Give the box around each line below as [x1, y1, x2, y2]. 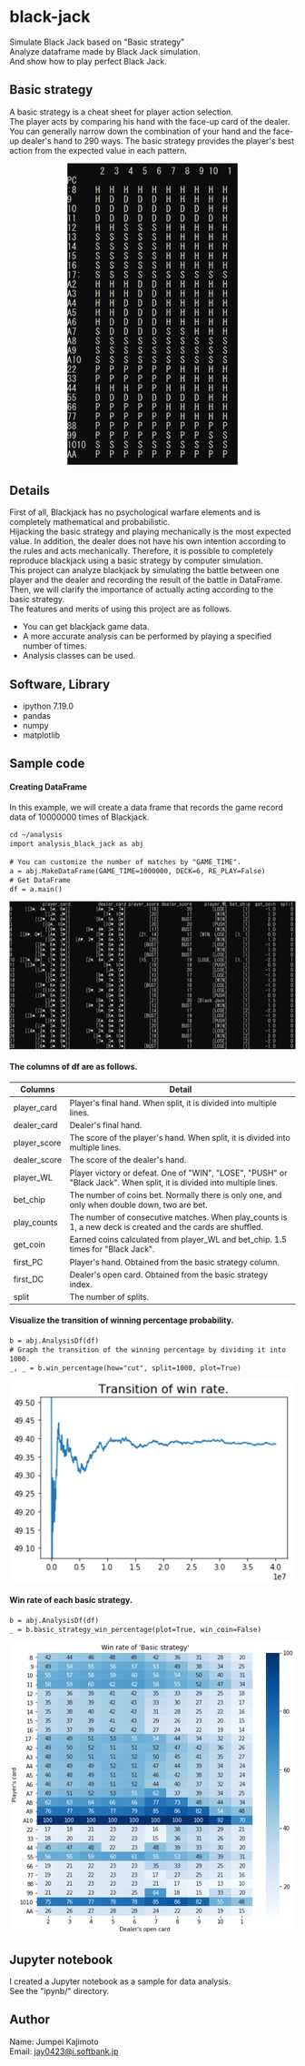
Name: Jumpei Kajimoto [9, 2036, 99, 2047]
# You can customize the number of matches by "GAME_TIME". [9, 857, 242, 866]
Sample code [9, 756, 85, 771]
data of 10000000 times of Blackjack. [9, 811, 150, 822]
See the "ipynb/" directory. [9, 1986, 110, 1997]
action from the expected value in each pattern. [9, 145, 188, 156]
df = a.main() [9, 884, 64, 893]
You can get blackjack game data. [22, 621, 150, 632]
